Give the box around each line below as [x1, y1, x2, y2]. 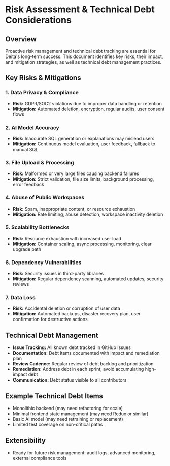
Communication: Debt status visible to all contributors [12, 377, 127, 383]
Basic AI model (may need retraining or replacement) [12, 416, 123, 422]
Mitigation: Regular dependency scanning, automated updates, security [12, 276, 164, 282]
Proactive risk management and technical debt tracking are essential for [5, 48, 156, 54]
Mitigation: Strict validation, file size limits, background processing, [12, 176, 154, 182]
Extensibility [5, 436, 46, 445]
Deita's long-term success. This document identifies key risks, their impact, [5, 53, 163, 60]
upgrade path [12, 246, 42, 252]
